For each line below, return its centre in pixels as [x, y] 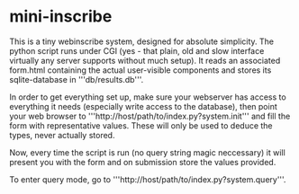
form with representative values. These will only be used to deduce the [141, 125]
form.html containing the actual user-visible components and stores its [140, 70]
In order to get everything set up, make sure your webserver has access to [148, 97]
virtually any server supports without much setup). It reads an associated [145, 60]
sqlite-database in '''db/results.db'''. [77, 79]
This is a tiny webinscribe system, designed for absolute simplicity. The [142, 41]
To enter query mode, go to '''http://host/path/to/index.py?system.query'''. [148, 179]
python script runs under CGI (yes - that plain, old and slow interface [137, 50]
